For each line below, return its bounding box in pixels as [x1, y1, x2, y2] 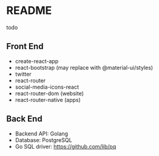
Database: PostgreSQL [15, 136, 72, 143]
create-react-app [15, 57, 59, 64]
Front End [6, 41, 44, 52]
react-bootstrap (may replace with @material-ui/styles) [15, 64, 154, 71]
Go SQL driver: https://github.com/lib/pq [15, 143, 117, 150]
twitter [15, 70, 32, 78]
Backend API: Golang [15, 130, 69, 137]
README [6, 4, 52, 18]
